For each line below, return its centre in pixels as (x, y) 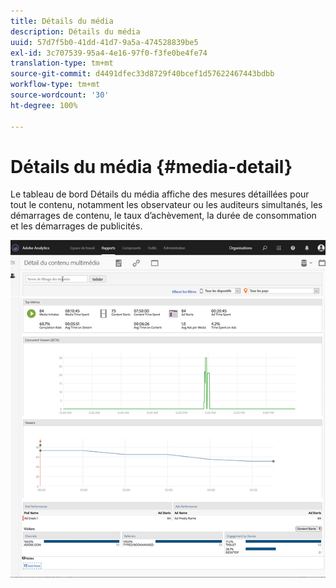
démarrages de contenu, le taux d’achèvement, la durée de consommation (163, 216)
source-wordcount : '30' (60, 95)
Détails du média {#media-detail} (151, 166)
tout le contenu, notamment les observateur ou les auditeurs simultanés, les (166, 205)
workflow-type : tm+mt (55, 85)
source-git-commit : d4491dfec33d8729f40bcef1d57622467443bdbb (142, 74)
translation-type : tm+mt (62, 63)
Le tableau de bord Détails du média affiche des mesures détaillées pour (160, 194)
